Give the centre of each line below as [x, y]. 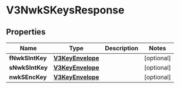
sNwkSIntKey [29, 68]
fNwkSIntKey [28, 58]
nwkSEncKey [28, 77]
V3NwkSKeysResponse [65, 10]
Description [122, 48]
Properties [26, 32]
